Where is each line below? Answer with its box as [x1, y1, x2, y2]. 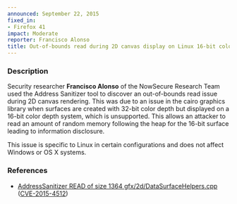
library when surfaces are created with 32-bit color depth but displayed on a [7, 105, 229, 113]
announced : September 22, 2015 [7, 10, 99, 18]
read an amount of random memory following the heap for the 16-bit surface [7, 120, 229, 128]
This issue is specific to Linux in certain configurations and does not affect [7, 141, 224, 149]
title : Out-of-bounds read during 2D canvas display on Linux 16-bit [7, 43, 217, 50]
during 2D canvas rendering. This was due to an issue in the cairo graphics [7, 97, 226, 106]
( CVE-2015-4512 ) [17, 189, 68, 198]
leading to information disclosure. [7, 127, 105, 136]
